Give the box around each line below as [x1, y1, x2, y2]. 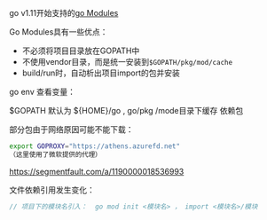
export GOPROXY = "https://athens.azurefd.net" [9, 142, 180, 151]
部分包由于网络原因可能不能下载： [9, 124, 134, 135]
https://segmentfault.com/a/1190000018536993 [9, 166, 185, 177]
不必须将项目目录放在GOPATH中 [21, 45, 140, 56]
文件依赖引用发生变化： [9, 185, 95, 195]
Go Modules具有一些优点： [9, 27, 108, 37]
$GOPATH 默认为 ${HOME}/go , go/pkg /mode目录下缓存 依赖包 [9, 106, 244, 115]
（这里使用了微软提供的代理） [9, 150, 102, 159]
